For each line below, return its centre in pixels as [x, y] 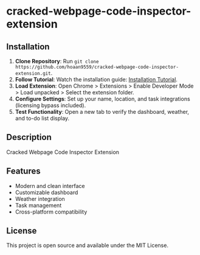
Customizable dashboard [47, 192]
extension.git [33, 74]
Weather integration [40, 198]
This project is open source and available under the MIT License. [88, 245]
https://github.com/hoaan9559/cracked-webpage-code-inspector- [97, 67]
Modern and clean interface [50, 186]
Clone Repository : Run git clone [57, 61]
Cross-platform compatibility [51, 212]
